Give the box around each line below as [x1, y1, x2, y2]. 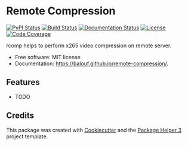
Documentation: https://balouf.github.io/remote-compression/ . [14, 60, 169, 67]
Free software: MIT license [14, 53, 81, 60]
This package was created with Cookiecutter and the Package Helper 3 [6, 126, 182, 133]
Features [6, 77, 40, 87]
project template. [6, 133, 48, 140]
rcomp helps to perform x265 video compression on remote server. [6, 42, 172, 49]
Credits [6, 111, 35, 121]
